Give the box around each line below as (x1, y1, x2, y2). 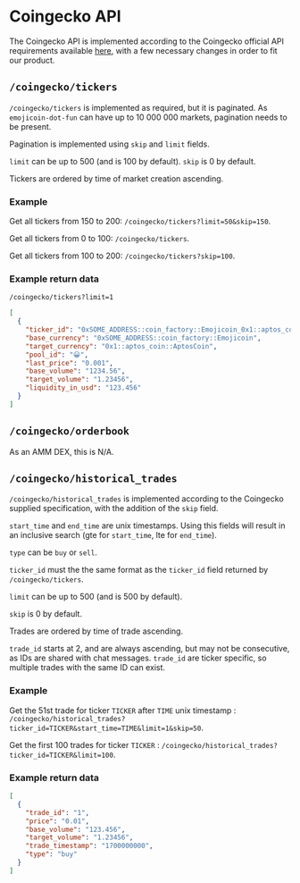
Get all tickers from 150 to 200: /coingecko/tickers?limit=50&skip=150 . (9, 216, 271, 227)
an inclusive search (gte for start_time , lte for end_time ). (9, 530, 217, 541)
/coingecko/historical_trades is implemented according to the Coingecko (9, 493, 284, 504)
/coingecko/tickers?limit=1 (9, 293, 114, 302)
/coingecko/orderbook (9, 425, 129, 438)
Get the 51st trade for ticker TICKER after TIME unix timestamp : (9, 704, 237, 716)
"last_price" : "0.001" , (25, 358, 114, 367)
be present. (9, 121, 52, 131)
